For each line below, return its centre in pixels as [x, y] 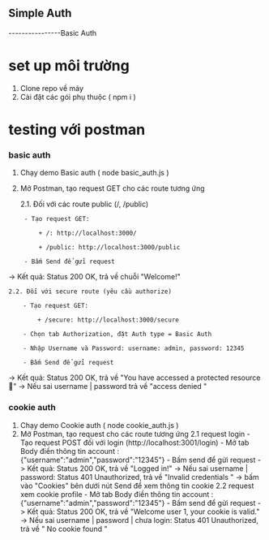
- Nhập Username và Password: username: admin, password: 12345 [134, 348]
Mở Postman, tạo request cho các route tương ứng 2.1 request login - [135, 434]
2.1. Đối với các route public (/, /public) [84, 204]
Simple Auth [40, 13]
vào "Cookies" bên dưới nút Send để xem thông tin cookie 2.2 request [137, 486]
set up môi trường [69, 66]
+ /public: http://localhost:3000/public [109, 248]
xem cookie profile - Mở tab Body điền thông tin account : [117, 494]
